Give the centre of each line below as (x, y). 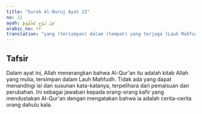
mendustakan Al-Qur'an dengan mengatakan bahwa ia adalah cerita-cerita (99, 98)
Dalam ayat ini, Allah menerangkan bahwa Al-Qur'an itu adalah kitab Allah (97, 73)
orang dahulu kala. (29, 104)
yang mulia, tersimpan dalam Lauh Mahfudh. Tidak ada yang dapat (89, 79)
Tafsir (17, 58)
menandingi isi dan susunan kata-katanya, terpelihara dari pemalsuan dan (98, 85)
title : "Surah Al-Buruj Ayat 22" (48, 12)
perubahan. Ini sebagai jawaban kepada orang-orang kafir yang (85, 92)
